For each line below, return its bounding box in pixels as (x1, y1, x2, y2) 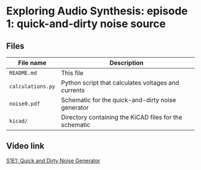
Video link (6, 141, 45, 151)
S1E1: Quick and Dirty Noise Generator (6, 157, 100, 164)
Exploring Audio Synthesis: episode (6, 4, 188, 18)
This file (60, 69, 84, 77)
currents (60, 86, 85, 94)
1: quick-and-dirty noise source (6, 17, 166, 31)
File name (17, 59, 47, 67)
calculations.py (9, 83, 56, 90)
